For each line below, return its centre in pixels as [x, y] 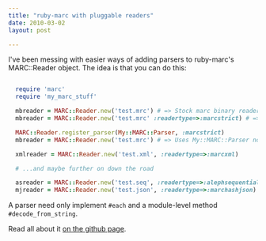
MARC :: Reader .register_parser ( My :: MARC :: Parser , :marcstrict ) [120, 132]
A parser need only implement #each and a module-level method [113, 205]
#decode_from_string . [43, 213]
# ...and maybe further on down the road [85, 168]
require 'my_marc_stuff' [56, 97]
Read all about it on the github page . [67, 229]
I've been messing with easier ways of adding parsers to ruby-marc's [122, 59]
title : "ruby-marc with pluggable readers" [81, 15]
